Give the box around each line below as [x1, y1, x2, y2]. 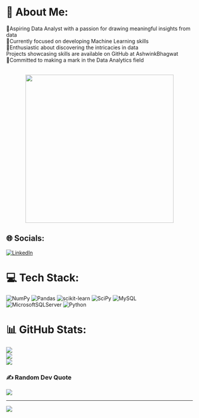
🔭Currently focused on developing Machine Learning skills [6, 37, 149, 44]
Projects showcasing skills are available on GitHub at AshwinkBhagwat [6, 50, 179, 57]
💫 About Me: [6, 5, 69, 19]
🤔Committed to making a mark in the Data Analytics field [6, 56, 144, 63]
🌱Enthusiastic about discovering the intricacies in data [6, 44, 139, 51]
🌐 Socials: [6, 234, 45, 244]
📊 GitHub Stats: [6, 323, 87, 336]
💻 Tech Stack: [6, 271, 79, 284]
